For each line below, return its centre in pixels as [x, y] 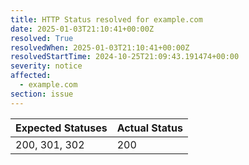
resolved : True [42, 38]
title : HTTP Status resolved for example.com [106, 19]
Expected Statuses [61, 128]
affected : [31, 76]
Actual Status [149, 128]
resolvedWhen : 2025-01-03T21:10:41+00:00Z [100, 47]
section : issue [42, 94]
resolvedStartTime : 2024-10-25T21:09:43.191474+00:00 [125, 57]
